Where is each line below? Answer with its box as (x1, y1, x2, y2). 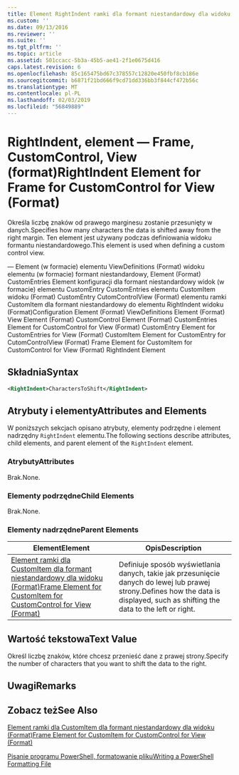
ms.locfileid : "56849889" (7, 103, 84, 111)
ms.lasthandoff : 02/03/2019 (7, 97, 91, 104)
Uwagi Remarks (7, 680, 77, 692)
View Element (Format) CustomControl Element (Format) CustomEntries (7, 315, 218, 324)
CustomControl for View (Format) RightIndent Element (7, 345, 166, 354)
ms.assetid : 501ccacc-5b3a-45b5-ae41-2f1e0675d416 (7, 57, 161, 64)
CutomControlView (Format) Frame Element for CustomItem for (7, 338, 193, 347)
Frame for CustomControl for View (7, 180, 216, 196)
